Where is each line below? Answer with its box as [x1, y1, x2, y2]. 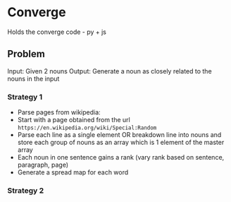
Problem [7, 48, 46, 60]
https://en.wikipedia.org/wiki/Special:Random [17, 124, 157, 131]
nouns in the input [7, 74, 60, 83]
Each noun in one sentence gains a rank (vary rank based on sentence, [17, 153, 225, 162]
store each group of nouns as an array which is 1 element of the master [17, 138, 225, 147]
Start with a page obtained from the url [17, 116, 130, 124]
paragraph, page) [17, 160, 69, 170]
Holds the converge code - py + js [7, 28, 107, 36]
